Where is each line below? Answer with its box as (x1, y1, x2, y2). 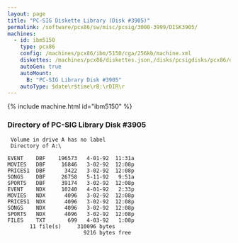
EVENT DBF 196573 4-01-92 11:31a (7, 154, 135, 162)
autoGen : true (20, 63, 62, 70)
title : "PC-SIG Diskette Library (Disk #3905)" (7, 17, 151, 24)
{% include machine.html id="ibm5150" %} (7, 102, 132, 111)
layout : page (7, 10, 46, 18)
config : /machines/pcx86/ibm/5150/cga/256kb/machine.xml (20, 50, 192, 57)
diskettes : (20, 57, 52, 64)
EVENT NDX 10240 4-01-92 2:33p (7, 186, 135, 193)
